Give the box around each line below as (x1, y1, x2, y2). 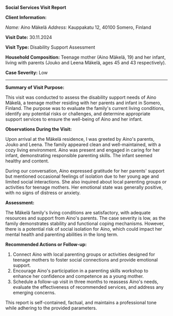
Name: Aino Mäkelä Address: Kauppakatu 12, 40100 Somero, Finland (5, 24, 151, 30)
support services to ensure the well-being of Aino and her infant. (5, 116, 143, 122)
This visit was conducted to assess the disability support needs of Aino (5, 95, 157, 100)
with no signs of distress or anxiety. (5, 190, 81, 196)
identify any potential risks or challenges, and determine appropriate (5, 110, 151, 117)
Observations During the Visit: (5, 126, 72, 132)
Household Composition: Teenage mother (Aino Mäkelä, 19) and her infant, (5, 54, 166, 60)
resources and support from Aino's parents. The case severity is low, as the (5, 215, 166, 221)
